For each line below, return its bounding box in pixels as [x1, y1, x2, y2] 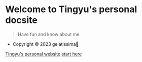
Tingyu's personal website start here [5, 51, 82, 57]
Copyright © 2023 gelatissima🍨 [12, 41, 79, 47]
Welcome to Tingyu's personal [5, 4, 137, 15]
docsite [5, 14, 38, 26]
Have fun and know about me [17, 31, 80, 37]
